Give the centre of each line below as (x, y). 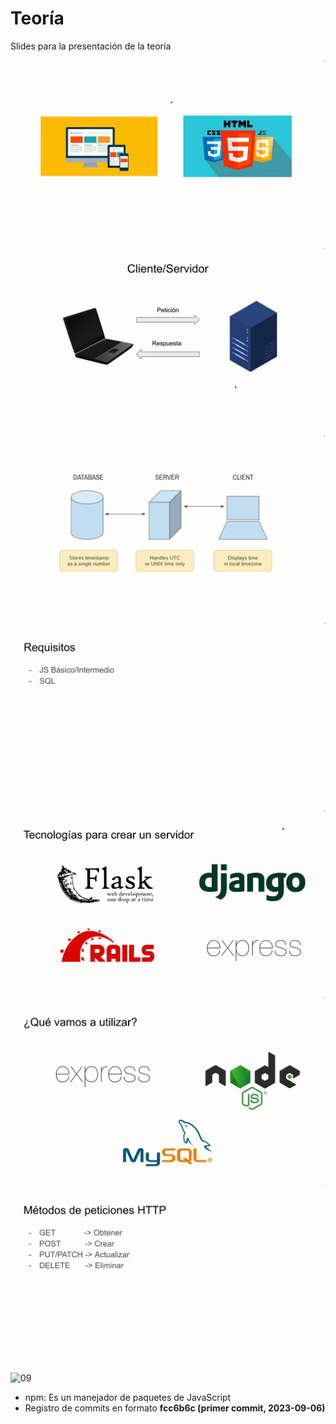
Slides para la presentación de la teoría (91, 46)
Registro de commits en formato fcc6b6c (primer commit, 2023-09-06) (175, 1408)
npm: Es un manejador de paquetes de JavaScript (128, 1397)
